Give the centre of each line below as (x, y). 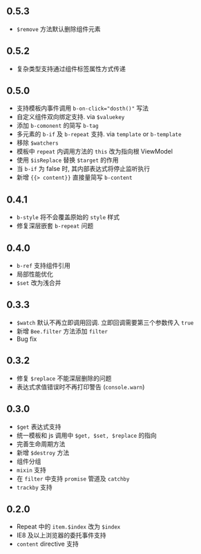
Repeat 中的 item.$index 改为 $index (68, 527)
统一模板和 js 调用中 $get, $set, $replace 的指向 (86, 435)
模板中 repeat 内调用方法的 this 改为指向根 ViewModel (95, 151)
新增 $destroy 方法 (43, 452)
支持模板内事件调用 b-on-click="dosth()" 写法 (83, 108)
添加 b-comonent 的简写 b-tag (57, 126)
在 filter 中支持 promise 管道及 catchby (73, 478)
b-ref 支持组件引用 (43, 266)
